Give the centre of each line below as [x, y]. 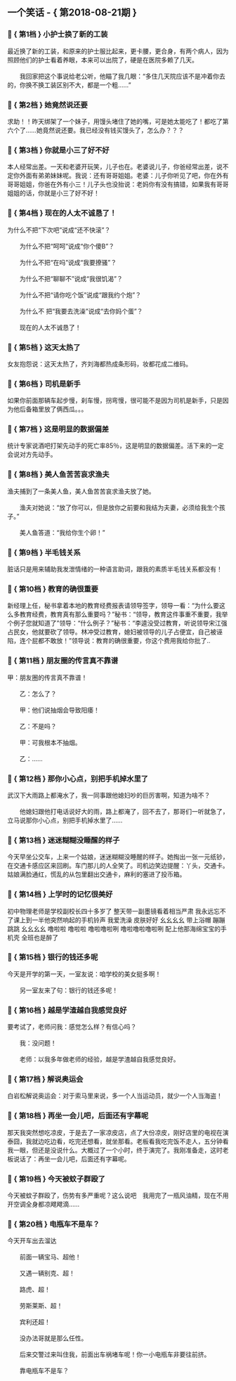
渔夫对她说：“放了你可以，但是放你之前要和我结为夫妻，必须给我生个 [119, 507]
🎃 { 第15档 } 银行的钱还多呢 [53, 957]
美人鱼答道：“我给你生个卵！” [62, 532]
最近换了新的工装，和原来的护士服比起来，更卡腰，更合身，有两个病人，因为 [118, 51]
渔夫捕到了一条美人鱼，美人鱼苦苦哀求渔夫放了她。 [81, 491]
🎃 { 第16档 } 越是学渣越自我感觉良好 [67, 1010]
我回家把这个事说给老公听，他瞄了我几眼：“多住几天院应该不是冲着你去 [123, 76]
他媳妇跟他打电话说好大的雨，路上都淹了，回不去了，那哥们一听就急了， [124, 811]
